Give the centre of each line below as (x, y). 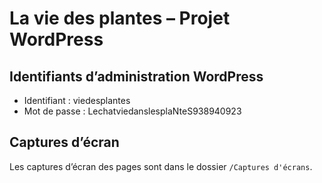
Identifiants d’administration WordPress (136, 76)
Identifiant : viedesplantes (77, 100)
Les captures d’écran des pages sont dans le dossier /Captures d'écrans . (161, 166)
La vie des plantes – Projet (120, 18)
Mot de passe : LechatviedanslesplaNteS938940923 (132, 111)
